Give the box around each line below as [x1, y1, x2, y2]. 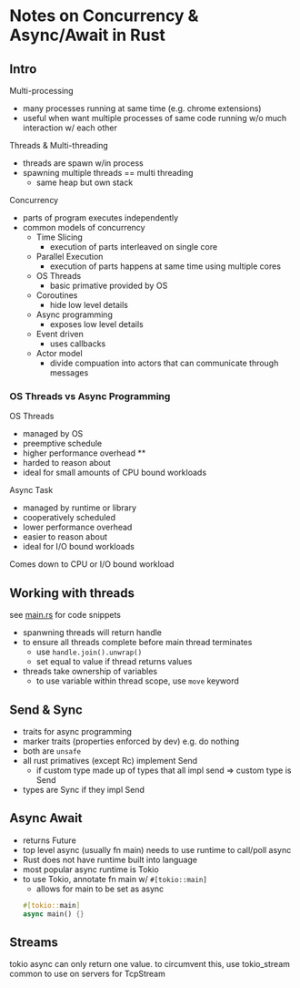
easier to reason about [22, 531, 107, 542]
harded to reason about [22, 458, 111, 468]
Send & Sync [9, 702, 84, 717]
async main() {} [22, 909, 85, 919]
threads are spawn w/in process [22, 158, 144, 169]
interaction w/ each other [22, 122, 118, 133]
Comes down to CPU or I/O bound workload [9, 559, 175, 570]
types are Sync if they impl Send [22, 784, 145, 795]
